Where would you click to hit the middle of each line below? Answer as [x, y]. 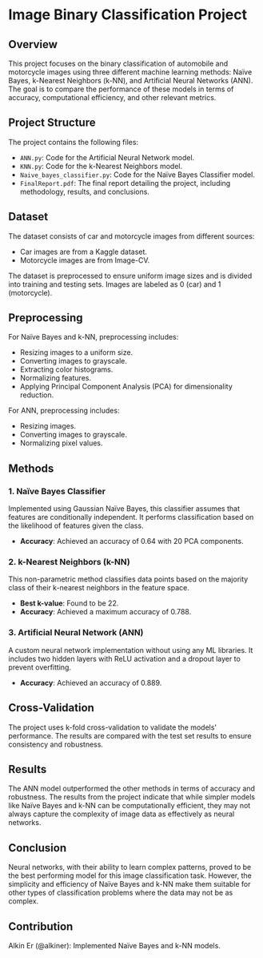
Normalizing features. [56, 378]
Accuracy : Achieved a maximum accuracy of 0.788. [106, 612]
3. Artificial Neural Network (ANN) [76, 633]
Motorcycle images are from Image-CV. [85, 260]
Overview [33, 44]
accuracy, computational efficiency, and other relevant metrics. [112, 97]
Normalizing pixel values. [61, 443]
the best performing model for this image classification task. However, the [130, 875]
